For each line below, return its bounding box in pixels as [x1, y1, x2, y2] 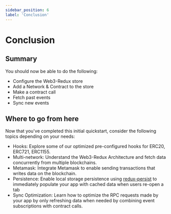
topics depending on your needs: [5, 133, 75, 139]
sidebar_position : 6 [5, 7, 50, 13]
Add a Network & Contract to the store [12, 83, 94, 89]
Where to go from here [5, 114, 79, 123]
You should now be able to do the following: [5, 68, 98, 74]
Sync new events [12, 100, 50, 106]
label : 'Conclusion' [5, 12, 50, 17]
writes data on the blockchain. [12, 171, 77, 177]
